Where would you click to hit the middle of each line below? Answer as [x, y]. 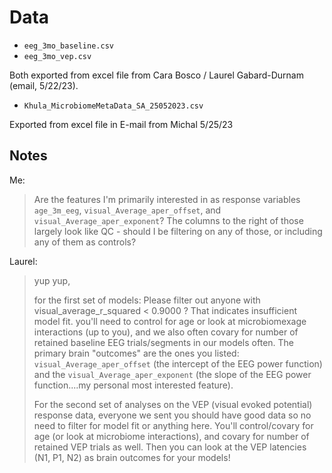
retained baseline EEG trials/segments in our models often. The [164, 342]
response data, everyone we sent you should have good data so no [172, 415]
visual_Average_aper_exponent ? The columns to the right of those [168, 220]
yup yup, [52, 280]
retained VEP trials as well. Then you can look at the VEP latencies [170, 447]
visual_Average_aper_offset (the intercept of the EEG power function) [178, 363]
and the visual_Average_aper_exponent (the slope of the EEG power [172, 374]
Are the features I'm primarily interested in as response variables [167, 199]
